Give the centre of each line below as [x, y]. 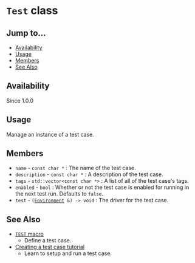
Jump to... [26, 33]
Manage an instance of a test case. [50, 134]
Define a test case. [48, 241]
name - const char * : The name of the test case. [76, 168]
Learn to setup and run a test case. [68, 253]
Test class [32, 11]
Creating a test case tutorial [50, 247]
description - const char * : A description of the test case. [89, 174]
